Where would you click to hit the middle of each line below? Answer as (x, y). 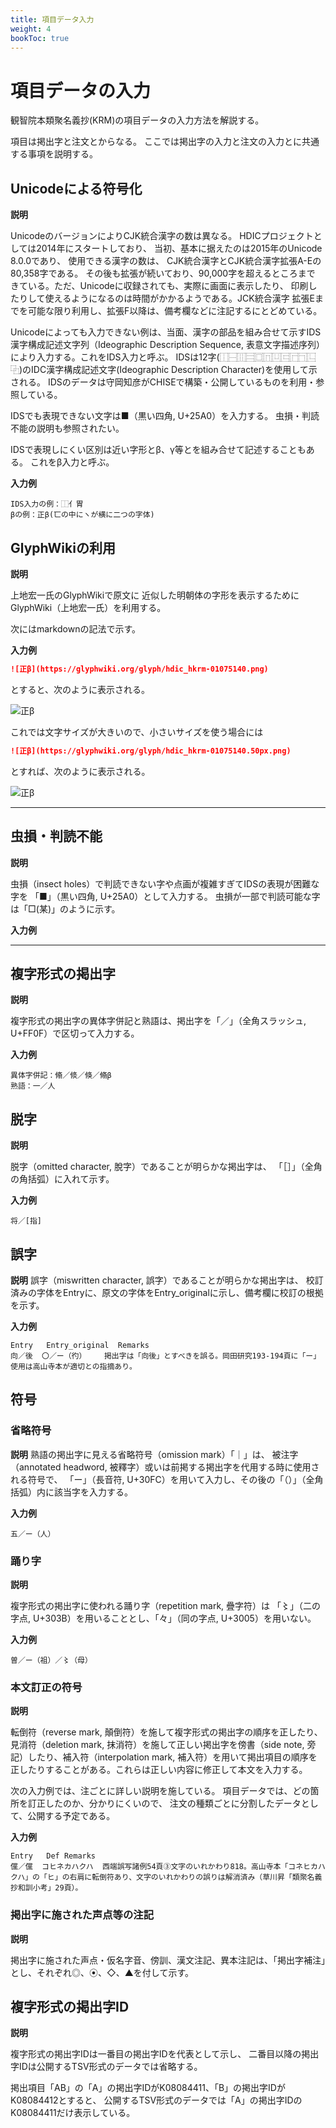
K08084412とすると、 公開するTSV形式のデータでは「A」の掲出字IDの (156, 2100)
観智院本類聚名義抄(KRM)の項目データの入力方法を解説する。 (137, 120)
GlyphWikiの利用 (63, 547)
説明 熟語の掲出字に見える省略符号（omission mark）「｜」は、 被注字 (154, 1454)
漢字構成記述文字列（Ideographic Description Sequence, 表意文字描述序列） (167, 345)
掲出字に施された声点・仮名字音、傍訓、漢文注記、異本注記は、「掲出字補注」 (168, 1960)
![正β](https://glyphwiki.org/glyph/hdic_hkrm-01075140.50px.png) (151, 751)
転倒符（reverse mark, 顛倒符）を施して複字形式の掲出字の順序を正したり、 (166, 1732)
